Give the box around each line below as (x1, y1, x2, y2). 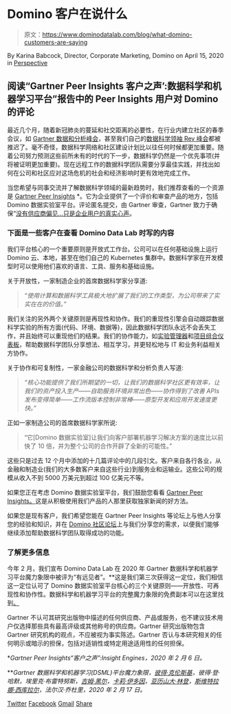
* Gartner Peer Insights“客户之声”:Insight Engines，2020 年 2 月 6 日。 (7, 654, 206, 662)
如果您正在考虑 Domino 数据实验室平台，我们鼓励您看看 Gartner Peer (7, 488, 203, 497)
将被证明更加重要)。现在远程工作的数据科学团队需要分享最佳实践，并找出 (7, 160, 214, 169)
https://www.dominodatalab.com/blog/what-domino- (42, 30, 192, 39)
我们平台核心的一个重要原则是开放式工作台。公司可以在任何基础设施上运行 (7, 245, 218, 253)
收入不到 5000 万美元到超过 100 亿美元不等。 (19, 474, 148, 482)
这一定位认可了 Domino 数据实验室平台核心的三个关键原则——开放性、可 (7, 582, 213, 590)
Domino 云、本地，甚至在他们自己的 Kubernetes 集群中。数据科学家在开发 (7, 254, 218, 262)
